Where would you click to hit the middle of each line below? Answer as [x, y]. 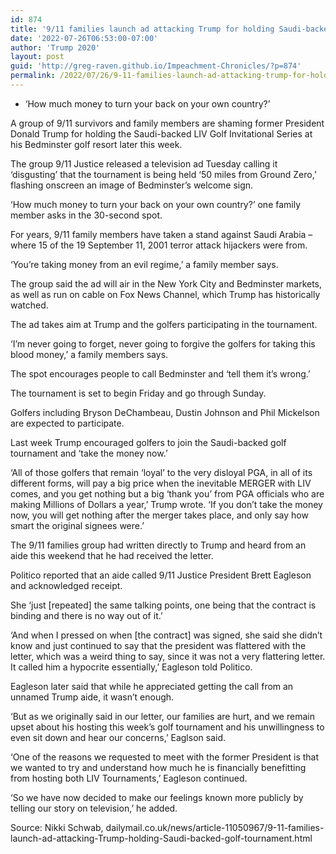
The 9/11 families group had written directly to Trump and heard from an [158, 545]
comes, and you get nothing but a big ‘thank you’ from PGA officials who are [167, 493]
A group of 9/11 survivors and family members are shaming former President [167, 123]
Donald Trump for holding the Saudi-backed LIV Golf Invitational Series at [161, 133]
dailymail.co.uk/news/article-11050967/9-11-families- [215, 827]
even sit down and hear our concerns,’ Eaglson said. [118, 737]
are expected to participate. [67, 423]
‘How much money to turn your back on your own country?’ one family [156, 204]
